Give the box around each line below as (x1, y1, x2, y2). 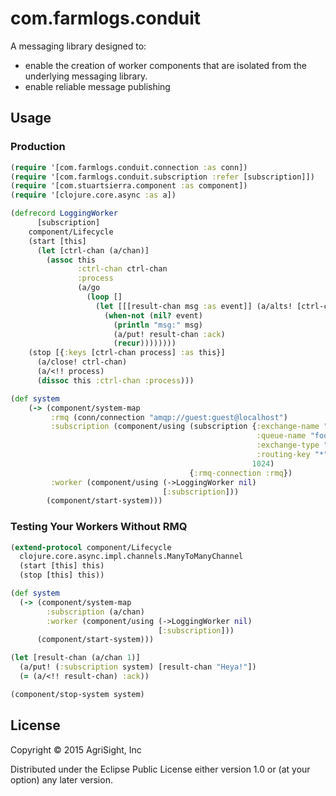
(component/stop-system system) (10, 689, 145, 699)
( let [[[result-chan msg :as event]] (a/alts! (95, 301, 293, 311)
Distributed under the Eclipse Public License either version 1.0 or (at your (10, 763, 311, 775)
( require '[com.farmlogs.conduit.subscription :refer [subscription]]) (10, 172, 315, 182)
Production (10, 140, 66, 154)
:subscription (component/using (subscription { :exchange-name (50, 422, 320, 432)
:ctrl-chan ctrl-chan (77, 264, 168, 274)
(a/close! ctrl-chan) (36, 357, 128, 367)
